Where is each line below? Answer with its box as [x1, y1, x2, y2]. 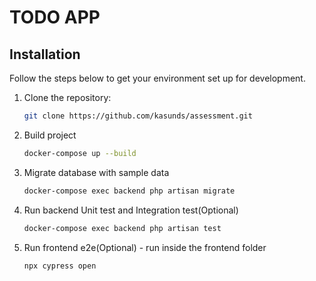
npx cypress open [23, 261, 97, 271]
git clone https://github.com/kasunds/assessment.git [23, 111, 253, 121]
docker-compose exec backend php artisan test [23, 223, 222, 233]
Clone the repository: [23, 92, 112, 103]
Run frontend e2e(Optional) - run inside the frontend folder [23, 241, 267, 253]
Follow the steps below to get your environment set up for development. [9, 72, 306, 84]
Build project [23, 129, 77, 141]
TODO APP [9, 6, 101, 29]
